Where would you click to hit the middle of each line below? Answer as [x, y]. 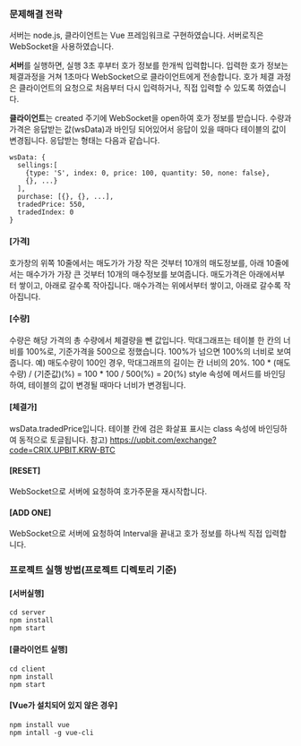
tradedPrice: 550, [52, 205]
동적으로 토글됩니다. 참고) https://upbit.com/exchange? [117, 440]
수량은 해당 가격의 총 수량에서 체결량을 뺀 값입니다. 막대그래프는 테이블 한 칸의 [146, 340]
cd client [28, 669]
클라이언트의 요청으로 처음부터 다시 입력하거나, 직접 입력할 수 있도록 [137, 88]
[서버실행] [27, 593]
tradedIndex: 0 [46, 212]
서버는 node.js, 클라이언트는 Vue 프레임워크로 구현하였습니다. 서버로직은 [137, 35]
